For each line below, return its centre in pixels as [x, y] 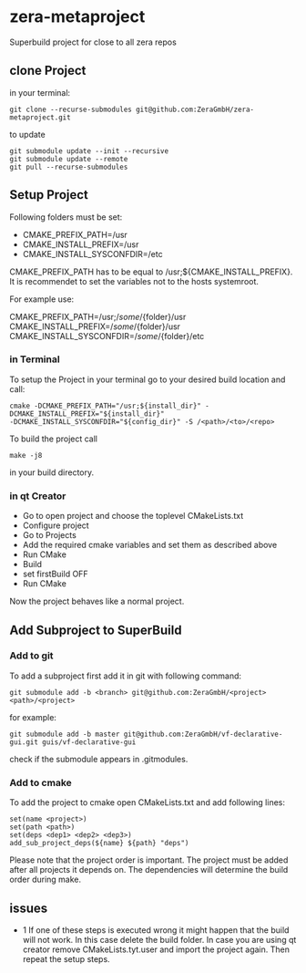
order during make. [46, 880]
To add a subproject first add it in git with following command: [126, 676]
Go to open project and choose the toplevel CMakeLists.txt [133, 516]
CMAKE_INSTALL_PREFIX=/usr [81, 244]
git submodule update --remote [69, 159]
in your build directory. [51, 472]
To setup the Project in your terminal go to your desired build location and [148, 379]
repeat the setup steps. [66, 958]
